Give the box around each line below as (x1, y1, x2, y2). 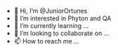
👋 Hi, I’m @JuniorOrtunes (13, 7, 88, 15)
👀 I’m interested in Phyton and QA (13, 14, 112, 22)
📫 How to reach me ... (13, 37, 79, 45)
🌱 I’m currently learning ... (13, 22, 89, 30)
